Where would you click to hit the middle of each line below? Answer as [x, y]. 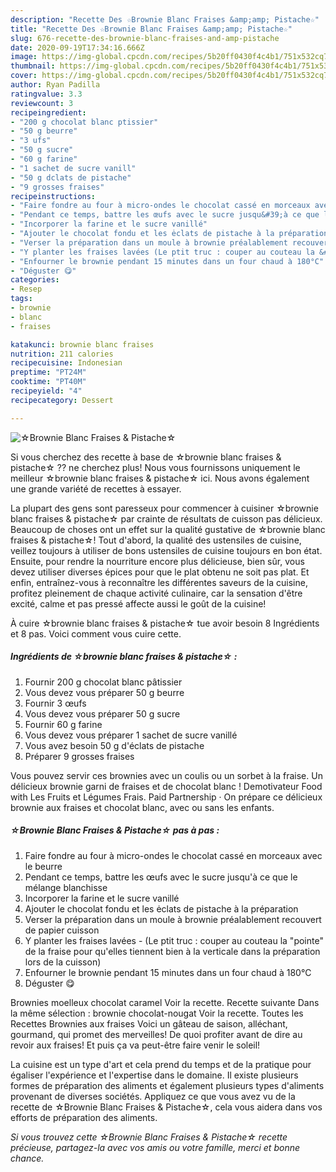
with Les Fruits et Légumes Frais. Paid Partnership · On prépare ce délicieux [166, 797]
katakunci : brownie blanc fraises [82, 344]
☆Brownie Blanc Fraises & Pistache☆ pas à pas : [115, 830]
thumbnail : [33, 66]
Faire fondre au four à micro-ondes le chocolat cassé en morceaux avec [173, 855]
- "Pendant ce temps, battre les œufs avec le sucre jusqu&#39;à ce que [165, 215]
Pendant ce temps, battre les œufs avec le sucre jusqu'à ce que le [161, 877]
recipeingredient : [48, 112]
